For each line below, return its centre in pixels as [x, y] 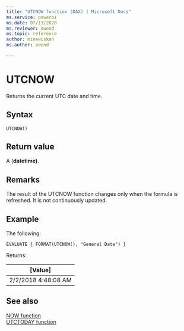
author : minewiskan [30, 39]
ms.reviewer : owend [30, 28]
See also [22, 301]
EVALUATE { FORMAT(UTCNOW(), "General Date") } [66, 245]
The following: [24, 233]
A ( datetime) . [23, 161]
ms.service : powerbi [32, 17]
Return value [30, 147]
